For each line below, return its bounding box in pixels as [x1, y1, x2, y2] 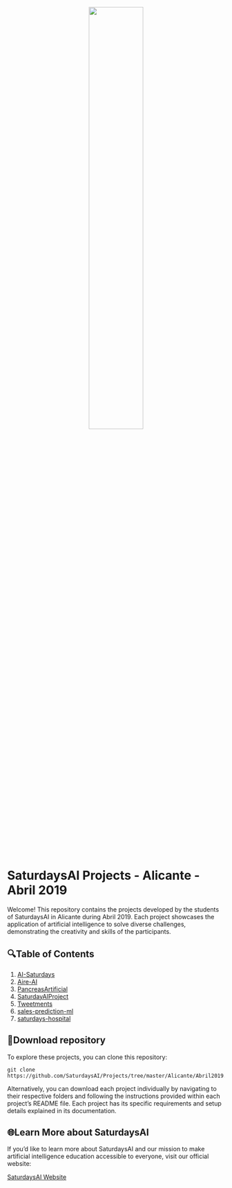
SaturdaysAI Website [7, 1173, 67, 1181]
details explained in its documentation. [7, 1106, 117, 1115]
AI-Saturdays [17, 970, 55, 978]
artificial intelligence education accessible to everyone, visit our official [7, 1152, 209, 1160]
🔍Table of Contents [7, 948, 95, 960]
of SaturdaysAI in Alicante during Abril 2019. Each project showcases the [7, 912, 215, 921]
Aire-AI [17, 977, 38, 986]
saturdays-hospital [17, 1014, 71, 1022]
